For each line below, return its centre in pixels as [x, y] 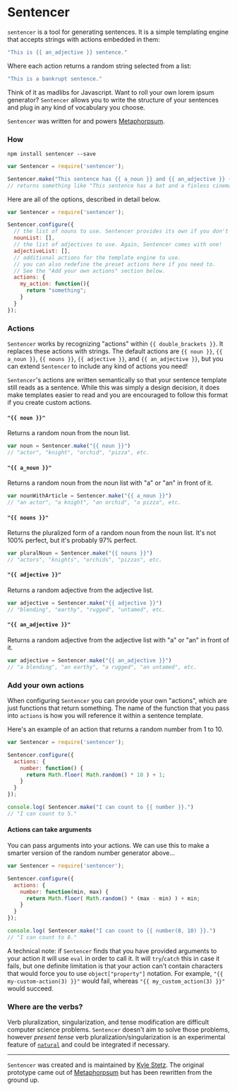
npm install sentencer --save [52, 154]
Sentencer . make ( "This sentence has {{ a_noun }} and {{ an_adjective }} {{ [121, 179]
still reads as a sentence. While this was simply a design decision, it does [114, 388]
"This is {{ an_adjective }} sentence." [68, 52]
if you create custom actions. [50, 403]
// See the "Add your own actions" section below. [90, 271]
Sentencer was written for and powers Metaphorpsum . [86, 121]
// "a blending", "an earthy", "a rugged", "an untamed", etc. [102, 667]
